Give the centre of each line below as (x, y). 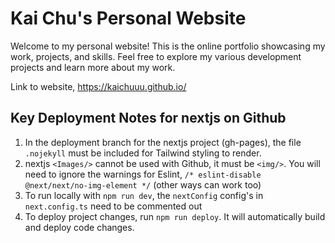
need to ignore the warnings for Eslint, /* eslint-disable (143, 174)
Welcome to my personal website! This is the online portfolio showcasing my (168, 46)
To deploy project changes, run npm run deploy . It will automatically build (175, 216)
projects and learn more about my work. (93, 67)
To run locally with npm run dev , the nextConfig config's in (144, 195)
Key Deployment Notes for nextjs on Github (148, 118)
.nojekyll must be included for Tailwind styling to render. (143, 153)
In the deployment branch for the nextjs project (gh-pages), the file (163, 142)
